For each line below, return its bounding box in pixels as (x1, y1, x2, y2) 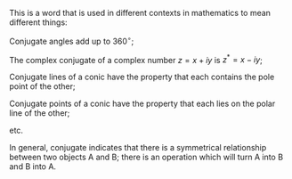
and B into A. (9, 161, 56, 172)
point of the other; (9, 81, 76, 92)
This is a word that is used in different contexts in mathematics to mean (9, 8, 272, 18)
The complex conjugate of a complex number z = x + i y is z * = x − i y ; (9, 53, 263, 65)
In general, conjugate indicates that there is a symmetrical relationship (9, 142, 267, 153)
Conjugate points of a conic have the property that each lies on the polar (9, 98, 276, 110)
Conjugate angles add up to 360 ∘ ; (9, 35, 134, 46)
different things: (9, 17, 69, 28)
